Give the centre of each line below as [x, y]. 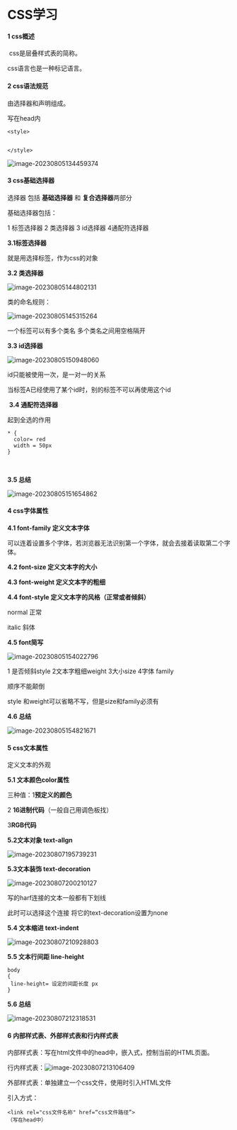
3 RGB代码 [22, 825]
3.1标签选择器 [27, 243]
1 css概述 [21, 36]
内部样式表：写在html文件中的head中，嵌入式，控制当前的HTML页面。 [110, 1053]
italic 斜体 [21, 627]
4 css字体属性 [28, 511]
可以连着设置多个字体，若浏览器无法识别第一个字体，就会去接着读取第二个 [116, 543]
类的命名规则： [29, 301]
